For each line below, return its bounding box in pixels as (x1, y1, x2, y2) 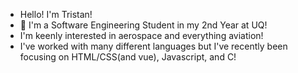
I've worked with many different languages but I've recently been (19, 40, 288, 52)
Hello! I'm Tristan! (19, 9, 93, 20)
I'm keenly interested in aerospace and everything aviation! (19, 30, 264, 41)
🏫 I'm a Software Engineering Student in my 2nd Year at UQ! (19, 19, 268, 31)
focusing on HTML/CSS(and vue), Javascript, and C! (19, 51, 237, 63)
